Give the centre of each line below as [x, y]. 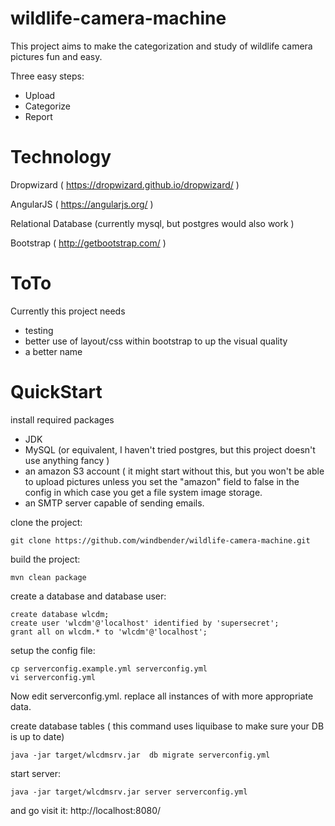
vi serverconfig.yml [53, 677]
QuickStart [56, 392]
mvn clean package [48, 577]
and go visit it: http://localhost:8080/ [86, 810]
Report [38, 116]
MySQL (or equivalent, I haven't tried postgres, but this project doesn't [170, 449]
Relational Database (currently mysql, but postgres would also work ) [152, 223]
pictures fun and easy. [56, 56]
